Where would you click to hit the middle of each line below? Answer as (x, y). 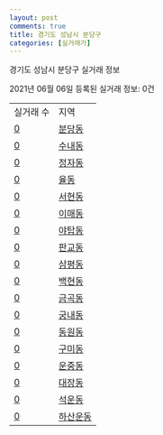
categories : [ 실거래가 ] (50, 43)
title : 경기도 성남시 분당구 (55, 34)
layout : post (34, 18)
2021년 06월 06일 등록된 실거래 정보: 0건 (82, 89)
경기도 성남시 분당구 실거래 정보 (65, 69)
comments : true (38, 26)
